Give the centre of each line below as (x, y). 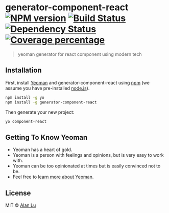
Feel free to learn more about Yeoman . (53, 177)
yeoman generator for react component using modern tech (80, 54)
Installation (23, 70)
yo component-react (26, 121)
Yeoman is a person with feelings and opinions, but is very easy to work (88, 155)
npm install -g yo (25, 97)
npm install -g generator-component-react (51, 102)
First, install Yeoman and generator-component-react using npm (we (77, 82)
